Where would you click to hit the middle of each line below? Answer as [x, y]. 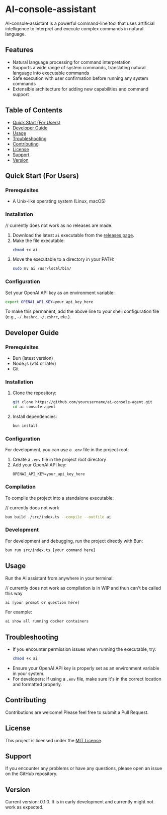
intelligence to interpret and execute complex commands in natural [74, 28]
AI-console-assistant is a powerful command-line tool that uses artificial [80, 23]
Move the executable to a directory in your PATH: [63, 259]
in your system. [28, 674]
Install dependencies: [35, 417]
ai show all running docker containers [47, 621]
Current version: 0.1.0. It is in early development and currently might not [79, 802]
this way [14, 593]
